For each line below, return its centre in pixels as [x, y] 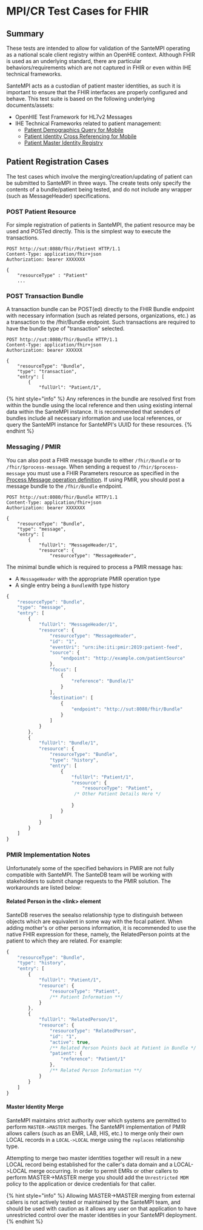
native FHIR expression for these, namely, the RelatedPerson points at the [98, 934]
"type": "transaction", [47, 372]
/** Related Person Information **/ [96, 1071]
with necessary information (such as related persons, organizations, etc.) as [101, 316]
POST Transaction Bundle [45, 296]
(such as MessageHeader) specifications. [58, 196]
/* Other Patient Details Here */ [118, 794]
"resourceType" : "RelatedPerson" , [93, 1031]
